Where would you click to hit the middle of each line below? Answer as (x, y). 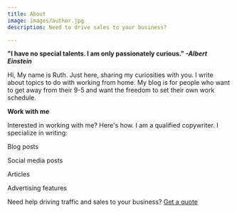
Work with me (28, 112)
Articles (19, 175)
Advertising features (37, 188)
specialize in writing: (37, 133)
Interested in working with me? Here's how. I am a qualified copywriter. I (113, 125)
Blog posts (23, 147)
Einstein (20, 61)
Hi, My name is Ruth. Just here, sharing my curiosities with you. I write (110, 75)
